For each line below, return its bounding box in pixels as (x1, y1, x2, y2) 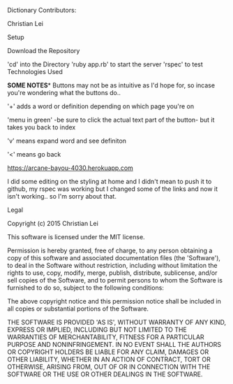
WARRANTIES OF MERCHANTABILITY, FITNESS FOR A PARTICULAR (7, 333, 204, 341)
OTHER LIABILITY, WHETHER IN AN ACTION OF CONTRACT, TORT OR (7, 355, 211, 363)
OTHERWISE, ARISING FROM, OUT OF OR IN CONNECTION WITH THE (7, 363, 211, 371)
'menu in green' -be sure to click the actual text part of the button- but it (7, 115, 215, 124)
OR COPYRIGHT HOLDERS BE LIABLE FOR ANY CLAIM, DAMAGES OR (7, 348, 209, 356)
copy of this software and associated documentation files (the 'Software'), (7, 254, 221, 262)
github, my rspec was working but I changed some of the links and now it (7, 185, 218, 193)
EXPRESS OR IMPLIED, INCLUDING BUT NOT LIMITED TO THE (7, 325, 187, 334)
